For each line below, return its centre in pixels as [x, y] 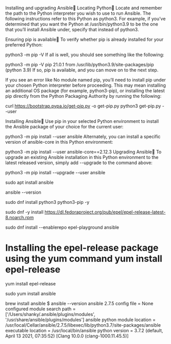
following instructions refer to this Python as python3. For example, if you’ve [86, 19]
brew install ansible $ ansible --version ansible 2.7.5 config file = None [79, 303]
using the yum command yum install [84, 259]
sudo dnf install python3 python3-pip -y [47, 202]
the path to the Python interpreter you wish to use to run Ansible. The [78, 13]
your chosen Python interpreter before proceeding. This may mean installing [86, 85]
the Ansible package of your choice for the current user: [64, 127]
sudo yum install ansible [31, 294]
